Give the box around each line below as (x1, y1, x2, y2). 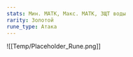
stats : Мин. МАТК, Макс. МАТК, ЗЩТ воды (6, 10, 127, 17)
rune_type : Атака (6, 23, 57, 30)
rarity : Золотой (6, 17, 54, 24)
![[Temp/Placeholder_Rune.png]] (6, 42, 101, 51)
